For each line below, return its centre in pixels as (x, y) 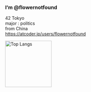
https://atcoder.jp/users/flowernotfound (45, 34)
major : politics (20, 23)
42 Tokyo (15, 18)
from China (17, 29)
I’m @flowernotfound (31, 7)
